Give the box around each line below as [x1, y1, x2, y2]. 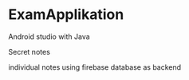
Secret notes [8, 47, 50, 56]
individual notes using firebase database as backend [8, 62, 182, 72]
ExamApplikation [8, 6, 124, 24]
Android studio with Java [8, 32, 90, 41]
